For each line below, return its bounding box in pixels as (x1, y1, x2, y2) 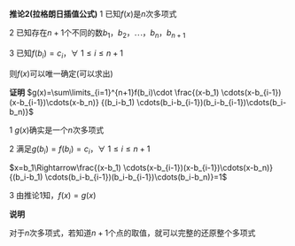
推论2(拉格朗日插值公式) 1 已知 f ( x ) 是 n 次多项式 (9, 9, 177, 19)
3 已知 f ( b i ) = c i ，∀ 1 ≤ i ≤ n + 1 (9, 48, 124, 60)
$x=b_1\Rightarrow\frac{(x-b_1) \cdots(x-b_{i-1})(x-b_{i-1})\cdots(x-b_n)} (9, 163, 274, 173)
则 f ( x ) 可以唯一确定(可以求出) (9, 68, 113, 79)
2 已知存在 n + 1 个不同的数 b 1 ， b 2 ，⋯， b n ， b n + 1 (9, 27, 186, 40)
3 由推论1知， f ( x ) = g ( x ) (9, 190, 97, 201)
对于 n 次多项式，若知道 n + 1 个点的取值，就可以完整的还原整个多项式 (9, 227, 256, 238)
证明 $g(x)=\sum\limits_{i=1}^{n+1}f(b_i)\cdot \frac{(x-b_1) (9, 87, 220, 97)
